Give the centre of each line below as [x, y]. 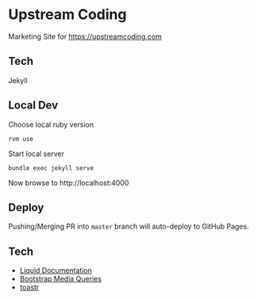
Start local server [36, 153]
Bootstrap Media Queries [60, 279]
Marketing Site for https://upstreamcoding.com [85, 36]
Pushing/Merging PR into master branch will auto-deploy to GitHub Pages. [129, 226]
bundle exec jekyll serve [51, 168]
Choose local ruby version [51, 124]
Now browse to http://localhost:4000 [69, 183]
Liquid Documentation [56, 271]
